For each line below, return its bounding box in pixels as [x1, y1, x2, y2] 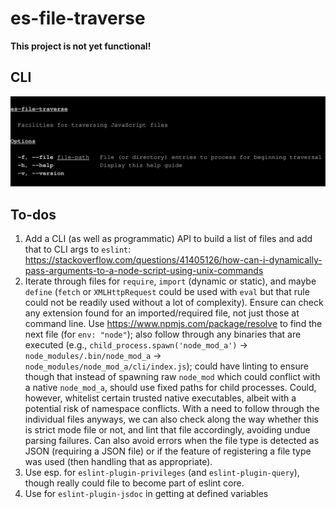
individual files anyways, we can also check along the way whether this [24, 413, 319, 426]
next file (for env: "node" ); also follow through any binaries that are [24, 328, 302, 341]
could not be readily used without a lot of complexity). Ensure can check [24, 297, 324, 309]
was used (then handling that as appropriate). [24, 456, 213, 468]
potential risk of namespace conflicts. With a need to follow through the [24, 403, 320, 415]
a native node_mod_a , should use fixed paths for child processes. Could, [24, 382, 317, 394]
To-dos [10, 206, 57, 223]
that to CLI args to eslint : [24, 243, 132, 256]
